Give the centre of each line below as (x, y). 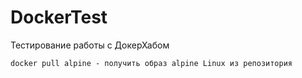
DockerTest (59, 17)
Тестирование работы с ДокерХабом (90, 45)
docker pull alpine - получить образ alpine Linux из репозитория (151, 63)
